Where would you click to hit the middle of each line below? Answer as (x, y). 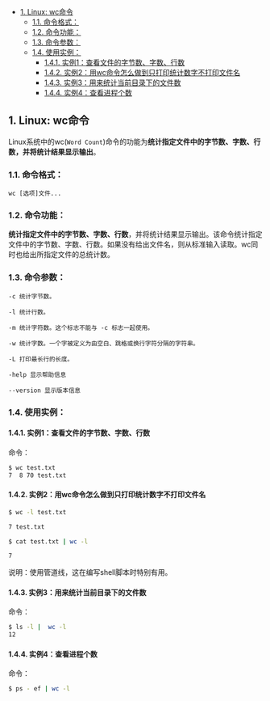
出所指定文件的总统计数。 (72, 255)
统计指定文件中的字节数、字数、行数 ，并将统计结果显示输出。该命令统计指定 (135, 234)
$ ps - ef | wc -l (39, 689)
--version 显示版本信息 (44, 391)
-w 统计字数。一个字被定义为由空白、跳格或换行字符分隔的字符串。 (104, 343)
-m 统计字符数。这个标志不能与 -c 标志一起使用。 (81, 327)
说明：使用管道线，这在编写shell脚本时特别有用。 (90, 572)
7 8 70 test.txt (37, 475)
